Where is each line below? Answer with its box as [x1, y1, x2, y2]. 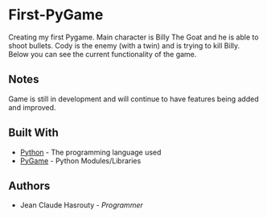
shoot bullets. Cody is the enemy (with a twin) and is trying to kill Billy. [8, 40, 240, 50]
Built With [8, 126, 59, 140]
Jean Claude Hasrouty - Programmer [19, 200, 143, 210]
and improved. [8, 102, 56, 112]
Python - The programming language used [19, 147, 162, 157]
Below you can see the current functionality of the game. [8, 49, 197, 59]
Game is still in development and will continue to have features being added [8, 94, 259, 104]
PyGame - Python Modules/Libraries [19, 155, 142, 166]
